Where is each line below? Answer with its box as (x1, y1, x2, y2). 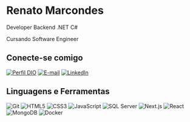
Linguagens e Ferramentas (6, 86, 110, 97)
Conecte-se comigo (6, 53, 83, 63)
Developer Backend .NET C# (6, 24, 78, 31)
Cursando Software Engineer (6, 35, 79, 42)
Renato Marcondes (6, 4, 104, 18)
